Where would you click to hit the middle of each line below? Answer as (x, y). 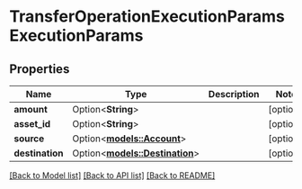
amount (31, 109)
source (29, 139)
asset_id (32, 124)
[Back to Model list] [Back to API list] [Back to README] (112, 175)
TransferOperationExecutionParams (147, 17)
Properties (40, 69)
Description (234, 94)
